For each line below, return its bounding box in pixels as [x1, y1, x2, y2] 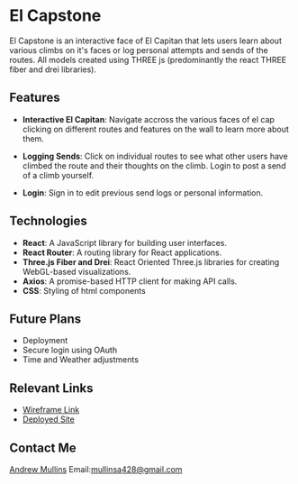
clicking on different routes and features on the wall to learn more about [22, 123, 290, 134]
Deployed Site [22, 414, 75, 425]
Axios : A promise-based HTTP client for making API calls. [22, 276, 238, 287]
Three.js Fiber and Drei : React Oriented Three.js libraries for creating [22, 256, 280, 267]
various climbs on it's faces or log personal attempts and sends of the [9, 44, 268, 55]
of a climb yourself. [22, 169, 95, 180]
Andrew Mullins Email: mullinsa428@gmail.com [9, 464, 183, 474]
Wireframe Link [22, 405, 80, 416]
